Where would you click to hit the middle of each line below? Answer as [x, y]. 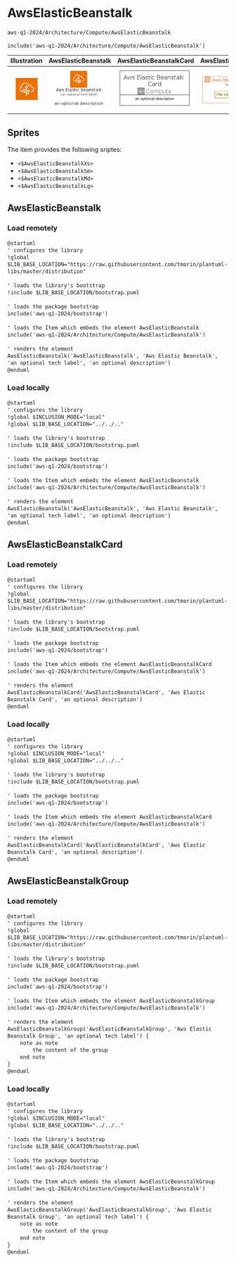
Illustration [27, 61]
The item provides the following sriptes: [65, 150]
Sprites [24, 133]
